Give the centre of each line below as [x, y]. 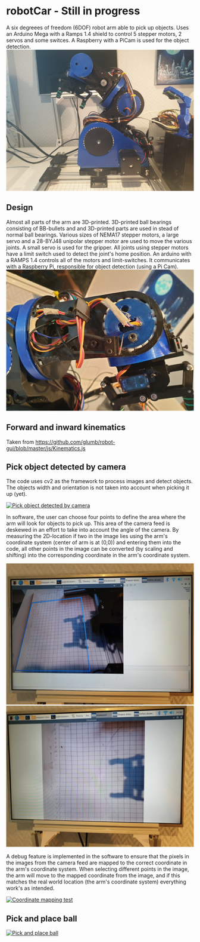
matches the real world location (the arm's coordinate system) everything [96, 882]
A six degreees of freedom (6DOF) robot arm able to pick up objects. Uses [98, 27]
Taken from [20, 442]
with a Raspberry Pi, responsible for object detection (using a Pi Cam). [92, 266]
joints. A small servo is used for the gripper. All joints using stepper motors [97, 247]
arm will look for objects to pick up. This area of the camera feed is [88, 523]
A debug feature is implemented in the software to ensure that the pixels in [98, 857]
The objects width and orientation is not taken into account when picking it [98, 487]
